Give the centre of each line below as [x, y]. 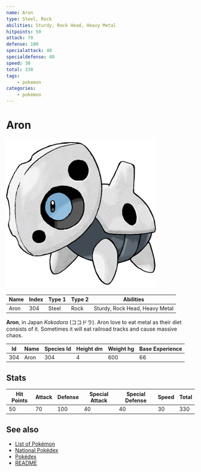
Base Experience [161, 349]
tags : [13, 76]
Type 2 [80, 299]
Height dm [89, 349]
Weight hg [121, 349]
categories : [21, 89]
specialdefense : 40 [31, 57]
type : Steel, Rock [29, 19]
